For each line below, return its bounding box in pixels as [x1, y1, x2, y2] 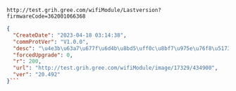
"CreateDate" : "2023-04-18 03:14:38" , [13, 32, 128, 39]
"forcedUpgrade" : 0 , [13, 51, 73, 59]
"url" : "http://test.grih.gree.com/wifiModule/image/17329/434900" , [13, 64, 218, 72]
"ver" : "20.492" [13, 71, 61, 78]
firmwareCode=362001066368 [6, 13, 86, 20]
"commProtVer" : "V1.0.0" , [13, 38, 89, 45]
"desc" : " [13, 44, 42, 52]
